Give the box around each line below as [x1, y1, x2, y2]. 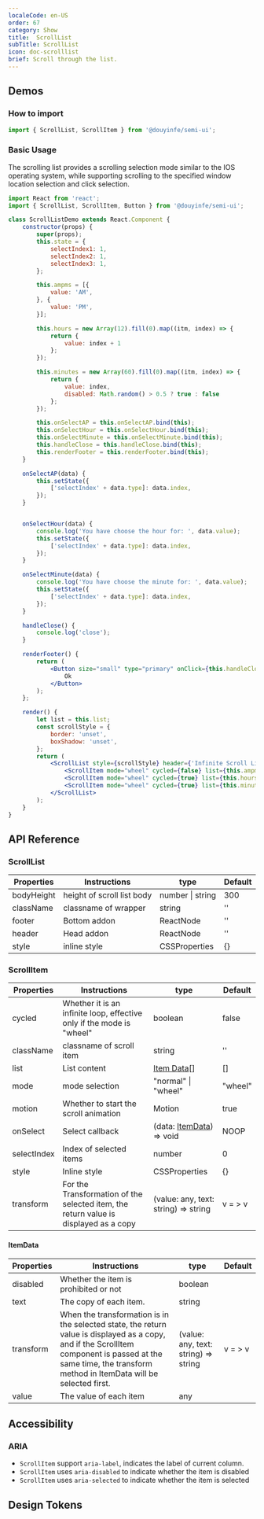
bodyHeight [12, 890, 56, 901]
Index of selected [62, 1144, 127, 1155]
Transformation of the [62, 1189, 143, 1200]
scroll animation [62, 1108, 122, 1119]
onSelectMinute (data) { [22, 571, 101, 579]
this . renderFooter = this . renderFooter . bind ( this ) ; [36, 448, 210, 456]
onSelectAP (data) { [22, 470, 86, 477]
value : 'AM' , [49, 289, 93, 297]
